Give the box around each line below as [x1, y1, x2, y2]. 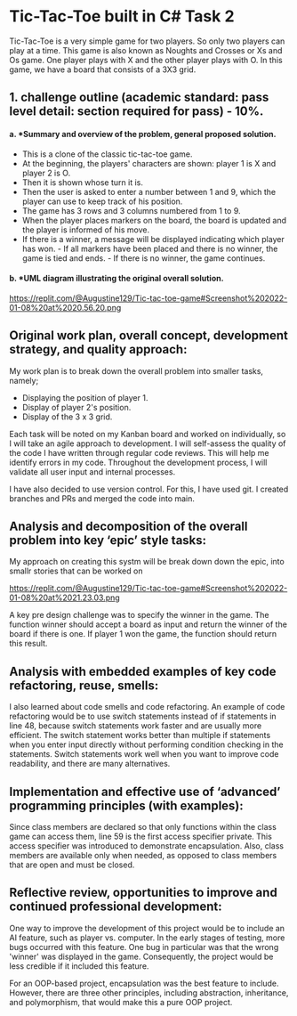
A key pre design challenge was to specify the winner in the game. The [9, 610, 269, 621]
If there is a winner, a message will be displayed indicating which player [21, 233, 285, 244]
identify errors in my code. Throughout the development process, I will [9, 457, 268, 467]
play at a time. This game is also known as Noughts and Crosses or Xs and [9, 45, 283, 55]
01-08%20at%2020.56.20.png [9, 302, 122, 313]
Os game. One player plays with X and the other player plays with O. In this [9, 54, 283, 65]
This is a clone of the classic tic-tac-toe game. [21, 149, 193, 159]
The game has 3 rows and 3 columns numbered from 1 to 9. [21, 205, 242, 215]
